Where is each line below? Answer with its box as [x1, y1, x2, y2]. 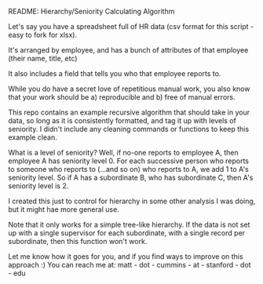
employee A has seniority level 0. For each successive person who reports [8, 156, 250, 166]
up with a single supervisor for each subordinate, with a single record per [8, 228, 246, 238]
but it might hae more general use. [8, 205, 119, 214]
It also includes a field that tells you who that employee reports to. [8, 69, 221, 78]
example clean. [8, 133, 57, 142]
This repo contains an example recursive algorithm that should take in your [8, 107, 250, 117]
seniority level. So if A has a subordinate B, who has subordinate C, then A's [8, 173, 254, 182]
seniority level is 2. [8, 181, 69, 191]
